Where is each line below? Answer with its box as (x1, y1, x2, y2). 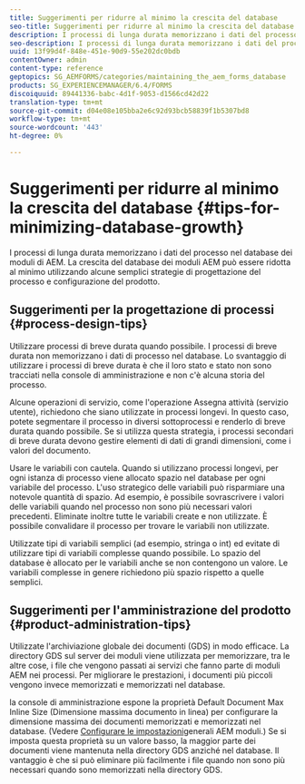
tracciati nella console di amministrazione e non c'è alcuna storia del (9, 369, 265, 380)
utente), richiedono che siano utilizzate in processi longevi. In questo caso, (9, 406, 289, 417)
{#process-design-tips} (9, 317, 148, 332)
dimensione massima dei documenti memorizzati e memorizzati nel (9, 716, 261, 727)
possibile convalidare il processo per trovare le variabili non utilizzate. (9, 520, 270, 531)
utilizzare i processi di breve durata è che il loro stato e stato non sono (9, 359, 272, 370)
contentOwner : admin (9, 55, 88, 64)
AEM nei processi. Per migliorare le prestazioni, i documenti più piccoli (9, 670, 273, 681)
